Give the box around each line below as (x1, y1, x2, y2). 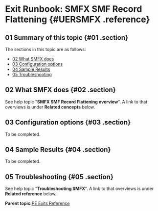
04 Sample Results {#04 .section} (5, 146, 111, 154)
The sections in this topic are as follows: (5, 47, 86, 52)
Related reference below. (5, 191, 57, 197)
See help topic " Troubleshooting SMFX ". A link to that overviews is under (5, 185, 154, 192)
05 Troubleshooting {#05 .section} (5, 173, 114, 181)
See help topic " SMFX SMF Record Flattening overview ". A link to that (5, 99, 148, 105)
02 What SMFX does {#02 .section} (5, 86, 116, 94)
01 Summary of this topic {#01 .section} (5, 33, 129, 42)
